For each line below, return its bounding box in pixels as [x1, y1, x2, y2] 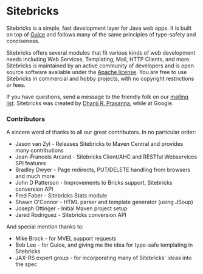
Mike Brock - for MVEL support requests [15, 235, 117, 242]
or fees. [6, 81, 26, 89]
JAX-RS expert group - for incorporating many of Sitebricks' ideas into [15, 254, 192, 262]
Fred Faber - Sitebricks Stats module [15, 192, 108, 199]
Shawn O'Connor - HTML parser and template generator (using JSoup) [15, 199, 193, 206]
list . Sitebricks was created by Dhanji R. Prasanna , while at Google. [6, 99, 174, 107]
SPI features [15, 160, 46, 167]
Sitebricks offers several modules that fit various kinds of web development [6, 49, 196, 56]
